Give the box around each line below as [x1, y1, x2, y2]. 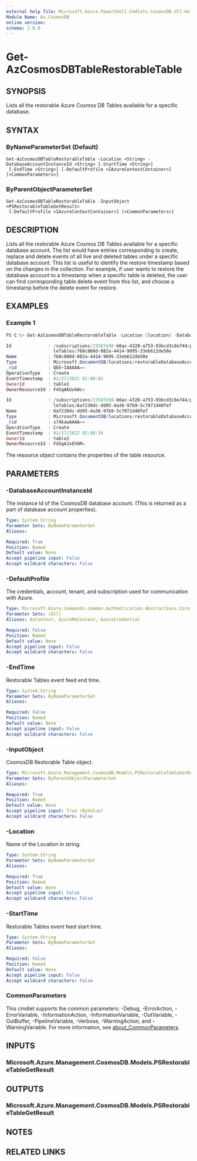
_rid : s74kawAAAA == [6, 419, 85, 425]
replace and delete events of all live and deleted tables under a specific [6, 253, 179, 260]
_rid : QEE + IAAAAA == [6, 365, 85, 371]
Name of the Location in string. [6, 841, 81, 848]
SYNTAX [6, 125, 39, 135]
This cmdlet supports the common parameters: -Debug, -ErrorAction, [6, 1004, 174, 1012]
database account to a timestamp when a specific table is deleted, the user [6, 272, 188, 279]
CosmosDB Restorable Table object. [6, 759, 93, 766]
